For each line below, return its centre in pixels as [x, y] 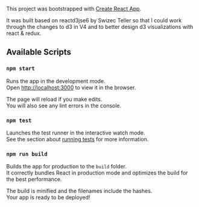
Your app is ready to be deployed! [48, 197]
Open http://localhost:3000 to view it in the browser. [71, 88]
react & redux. [24, 33]
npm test [19, 120]
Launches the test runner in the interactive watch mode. [76, 133]
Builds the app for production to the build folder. [67, 167]
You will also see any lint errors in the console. [64, 106]
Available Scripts [39, 52]
